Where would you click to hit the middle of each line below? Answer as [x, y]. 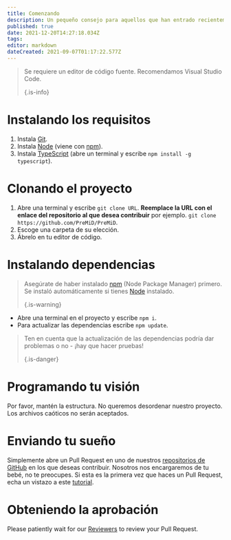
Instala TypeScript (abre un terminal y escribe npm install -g [104, 153]
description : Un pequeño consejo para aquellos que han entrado [101, 20]
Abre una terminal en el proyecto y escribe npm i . [87, 318]
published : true [30, 26]
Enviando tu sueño [62, 441]
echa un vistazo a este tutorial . [51, 482]
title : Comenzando [33, 13]
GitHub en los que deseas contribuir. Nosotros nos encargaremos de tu [108, 467]
